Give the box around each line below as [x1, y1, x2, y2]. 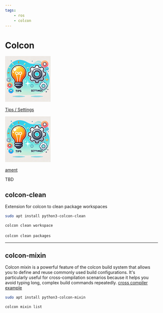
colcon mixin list [5, 305, 42, 310]
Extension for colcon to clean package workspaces [5, 204, 108, 210]
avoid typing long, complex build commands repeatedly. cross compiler [5, 280, 148, 286]
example [5, 285, 22, 291]
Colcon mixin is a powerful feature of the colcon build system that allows [5, 264, 150, 270]
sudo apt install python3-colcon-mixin [5, 295, 86, 300]
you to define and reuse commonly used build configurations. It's [5, 270, 135, 275]
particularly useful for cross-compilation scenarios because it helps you [5, 274, 149, 280]
